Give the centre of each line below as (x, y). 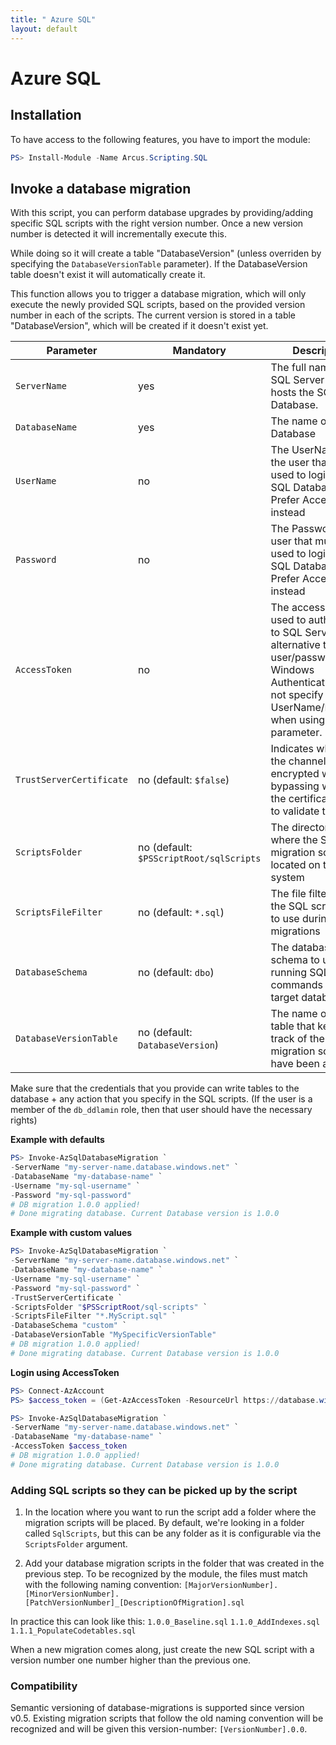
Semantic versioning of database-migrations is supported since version (157, 1708)
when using (298, 720)
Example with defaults (57, 1140)
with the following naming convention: (103, 1585)
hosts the (292, 393)
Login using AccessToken (65, 1372)
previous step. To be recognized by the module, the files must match (166, 1574)
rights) (24, 1120)
